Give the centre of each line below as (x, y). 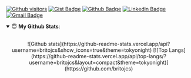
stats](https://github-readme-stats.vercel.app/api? (109, 44)
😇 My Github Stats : (36, 26)
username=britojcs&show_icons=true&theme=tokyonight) (82, 50)
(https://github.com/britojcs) (99, 69)
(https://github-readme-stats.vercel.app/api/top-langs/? (98, 56)
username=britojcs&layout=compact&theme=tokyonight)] (99, 62)
